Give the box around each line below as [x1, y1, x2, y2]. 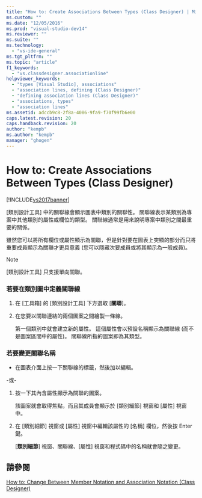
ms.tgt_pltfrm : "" [6, 54, 52, 60]
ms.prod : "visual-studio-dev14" [6, 25, 87, 32]
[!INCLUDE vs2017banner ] [6, 196, 70, 203]
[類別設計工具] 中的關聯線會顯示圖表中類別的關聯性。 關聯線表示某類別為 [6, 208, 188, 215]
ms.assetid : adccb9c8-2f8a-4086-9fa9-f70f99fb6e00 [6, 109, 136, 115]
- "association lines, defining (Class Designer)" [11, 87, 141, 93]
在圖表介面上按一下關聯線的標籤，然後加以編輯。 [14, 364, 136, 371]
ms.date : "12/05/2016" [6, 20, 63, 26]
